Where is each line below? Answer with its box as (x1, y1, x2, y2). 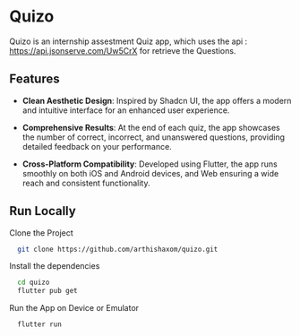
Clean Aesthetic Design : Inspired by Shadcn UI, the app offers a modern (21, 95, 292, 106)
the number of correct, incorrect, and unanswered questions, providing (21, 132, 285, 142)
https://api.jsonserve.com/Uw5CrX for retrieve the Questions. (9, 45, 236, 56)
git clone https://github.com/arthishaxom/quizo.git (17, 245, 219, 254)
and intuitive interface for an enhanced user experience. (21, 105, 230, 116)
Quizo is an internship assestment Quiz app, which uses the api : (9, 36, 248, 47)
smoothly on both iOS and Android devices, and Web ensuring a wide (21, 168, 279, 178)
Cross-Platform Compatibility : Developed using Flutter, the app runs (21, 159, 278, 169)
